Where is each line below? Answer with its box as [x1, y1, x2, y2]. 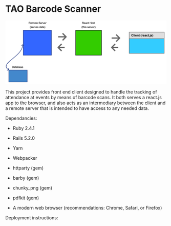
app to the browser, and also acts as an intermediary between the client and [5, 100, 166, 106]
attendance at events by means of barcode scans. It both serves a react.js [5, 94, 162, 100]
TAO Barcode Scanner [5, 3, 101, 15]
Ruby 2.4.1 [12, 125, 35, 131]
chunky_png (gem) [12, 184, 53, 191]
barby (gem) [12, 175, 39, 181]
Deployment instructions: [5, 214, 58, 221]
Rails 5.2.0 [12, 135, 35, 141]
